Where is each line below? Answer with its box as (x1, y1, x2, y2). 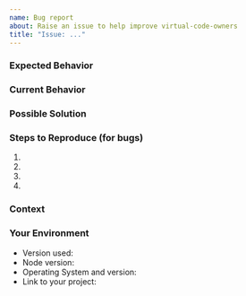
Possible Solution (9, 108, 87, 120)
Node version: (21, 257, 74, 267)
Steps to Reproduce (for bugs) (9, 132, 144, 144)
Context (9, 203, 46, 215)
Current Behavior (9, 83, 87, 96)
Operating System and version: (21, 266, 137, 277)
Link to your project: (21, 275, 97, 287)
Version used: (21, 248, 73, 258)
